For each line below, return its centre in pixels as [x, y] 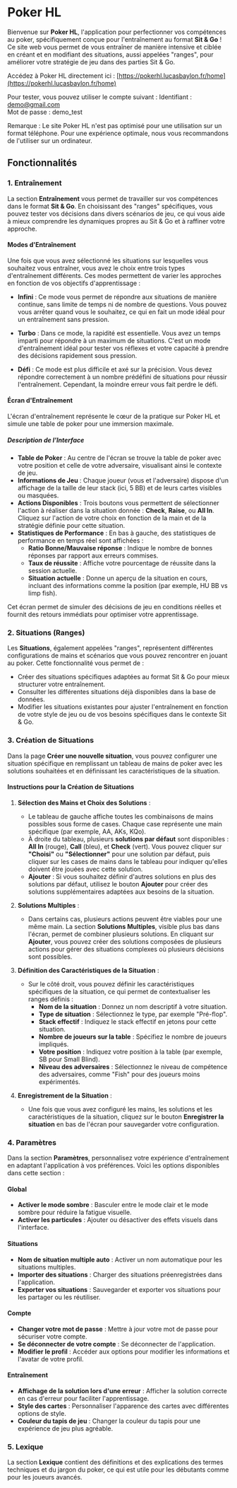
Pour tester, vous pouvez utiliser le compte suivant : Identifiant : [100, 97]
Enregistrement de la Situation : [65, 1095]
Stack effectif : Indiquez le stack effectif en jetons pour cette [127, 1021]
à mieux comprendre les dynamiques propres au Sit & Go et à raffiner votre [116, 221]
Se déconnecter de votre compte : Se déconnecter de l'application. [116, 1344]
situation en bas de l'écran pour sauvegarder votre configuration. [123, 1124]
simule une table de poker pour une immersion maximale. [91, 424]
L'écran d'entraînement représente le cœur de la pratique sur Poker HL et [114, 416]
